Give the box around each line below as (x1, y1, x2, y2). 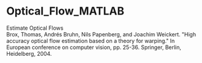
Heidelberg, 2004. (6, 50, 52, 57)
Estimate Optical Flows (6, 24, 64, 31)
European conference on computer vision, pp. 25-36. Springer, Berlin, (6, 44, 181, 51)
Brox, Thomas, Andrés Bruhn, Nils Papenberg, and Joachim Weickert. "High (6, 30, 197, 38)
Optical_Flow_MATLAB (6, 4, 125, 18)
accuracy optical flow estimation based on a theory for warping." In (6, 37, 175, 44)
